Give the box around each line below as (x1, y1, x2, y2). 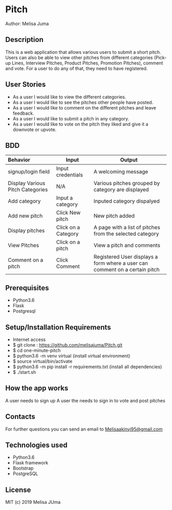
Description (5, 35, 44, 44)
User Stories (5, 80, 46, 89)
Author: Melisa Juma (5, 20, 49, 27)
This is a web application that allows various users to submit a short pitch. (5, 49, 161, 55)
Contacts (5, 412, 36, 421)
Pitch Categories (8, 186, 48, 193)
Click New (56, 209, 81, 216)
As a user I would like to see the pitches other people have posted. (12, 99, 154, 105)
